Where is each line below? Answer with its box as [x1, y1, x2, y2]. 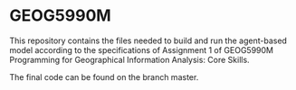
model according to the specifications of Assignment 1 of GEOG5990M [9, 44, 274, 55]
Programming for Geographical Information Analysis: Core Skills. [9, 54, 251, 65]
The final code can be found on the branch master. [9, 71, 199, 82]
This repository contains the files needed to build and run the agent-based [9, 35, 288, 46]
